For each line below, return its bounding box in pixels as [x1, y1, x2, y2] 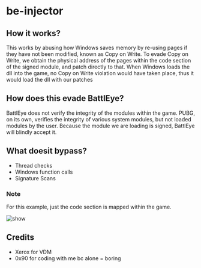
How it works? [6, 28, 61, 38]
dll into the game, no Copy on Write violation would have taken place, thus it [6, 70, 194, 76]
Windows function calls [14, 168, 73, 175]
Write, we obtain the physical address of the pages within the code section [6, 57, 191, 64]
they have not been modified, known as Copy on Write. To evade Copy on [6, 50, 189, 58]
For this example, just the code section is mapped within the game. [6, 203, 172, 210]
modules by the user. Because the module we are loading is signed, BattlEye [6, 122, 195, 129]
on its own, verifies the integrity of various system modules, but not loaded [6, 115, 191, 123]
